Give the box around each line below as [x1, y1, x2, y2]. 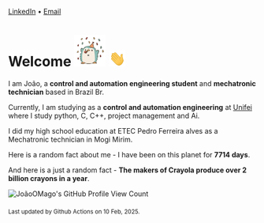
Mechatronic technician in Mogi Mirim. [8, 134, 133, 144]
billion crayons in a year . [8, 173, 90, 183]
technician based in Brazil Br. [8, 87, 105, 96]
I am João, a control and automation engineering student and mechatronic [8, 78, 256, 88]
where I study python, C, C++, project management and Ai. [8, 111, 200, 120]
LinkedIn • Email [8, 7, 61, 16]
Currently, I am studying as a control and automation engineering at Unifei [8, 102, 252, 111]
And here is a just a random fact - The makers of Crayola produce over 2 [8, 165, 247, 175]
